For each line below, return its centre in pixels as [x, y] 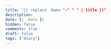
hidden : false [20, 24]
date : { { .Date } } [25, 19]
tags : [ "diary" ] [23, 39]
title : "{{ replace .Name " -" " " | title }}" [56, 10]
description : [19, 15]
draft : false [19, 34]
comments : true [21, 29]
